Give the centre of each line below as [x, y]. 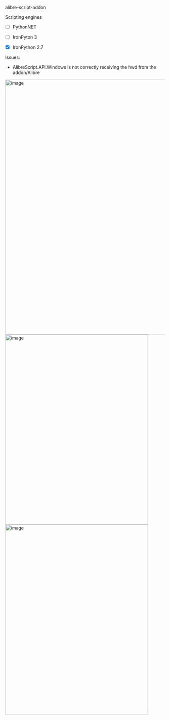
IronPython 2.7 [28, 47]
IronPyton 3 [25, 37]
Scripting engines [24, 17]
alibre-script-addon [26, 7]
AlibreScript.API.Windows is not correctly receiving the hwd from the [84, 67]
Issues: [13, 57]
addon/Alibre [26, 72]
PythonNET [25, 27]
